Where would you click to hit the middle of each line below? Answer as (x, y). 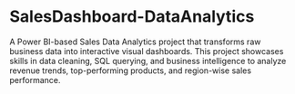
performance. (35, 80)
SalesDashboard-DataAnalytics (132, 17)
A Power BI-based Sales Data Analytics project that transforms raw (135, 42)
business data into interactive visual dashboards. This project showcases (147, 51)
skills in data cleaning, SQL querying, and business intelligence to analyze (148, 61)
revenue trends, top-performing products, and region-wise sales (131, 70)
